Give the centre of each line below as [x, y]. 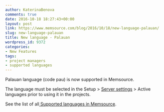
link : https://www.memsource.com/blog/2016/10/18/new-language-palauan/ [82, 28]
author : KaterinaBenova [30, 10]
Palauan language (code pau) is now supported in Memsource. [70, 80]
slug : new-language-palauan [34, 33]
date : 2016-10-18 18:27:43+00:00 [40, 19]
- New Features [21, 51]
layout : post [19, 24]
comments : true [21, 14]
